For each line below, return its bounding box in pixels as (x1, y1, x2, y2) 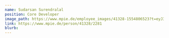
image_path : (5, 16, 30, 21)
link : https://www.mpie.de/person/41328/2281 (5, 21, 102, 26)
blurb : (5, 26, 19, 31)
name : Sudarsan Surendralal (5, 7, 64, 12)
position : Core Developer (5, 12, 59, 17)
